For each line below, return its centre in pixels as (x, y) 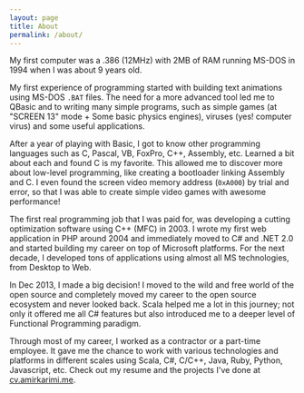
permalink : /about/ (46, 34)
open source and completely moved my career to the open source (133, 295)
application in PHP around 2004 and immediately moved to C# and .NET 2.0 (152, 239)
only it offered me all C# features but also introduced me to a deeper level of (152, 314)
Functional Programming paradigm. (75, 324)
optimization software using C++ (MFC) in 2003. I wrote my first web (138, 229)
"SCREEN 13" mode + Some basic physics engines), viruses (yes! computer (151, 117)
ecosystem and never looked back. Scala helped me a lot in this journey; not (152, 304)
